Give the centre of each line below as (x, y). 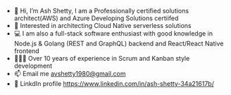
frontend (27, 51)
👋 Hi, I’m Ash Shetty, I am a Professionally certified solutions (101, 11)
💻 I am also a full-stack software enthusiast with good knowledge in (113, 34)
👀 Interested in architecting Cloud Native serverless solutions (102, 25)
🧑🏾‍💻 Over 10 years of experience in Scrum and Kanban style (102, 58)
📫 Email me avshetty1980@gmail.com (70, 74)
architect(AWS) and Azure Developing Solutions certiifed (96, 18)
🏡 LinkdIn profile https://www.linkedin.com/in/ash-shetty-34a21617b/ (114, 83)
